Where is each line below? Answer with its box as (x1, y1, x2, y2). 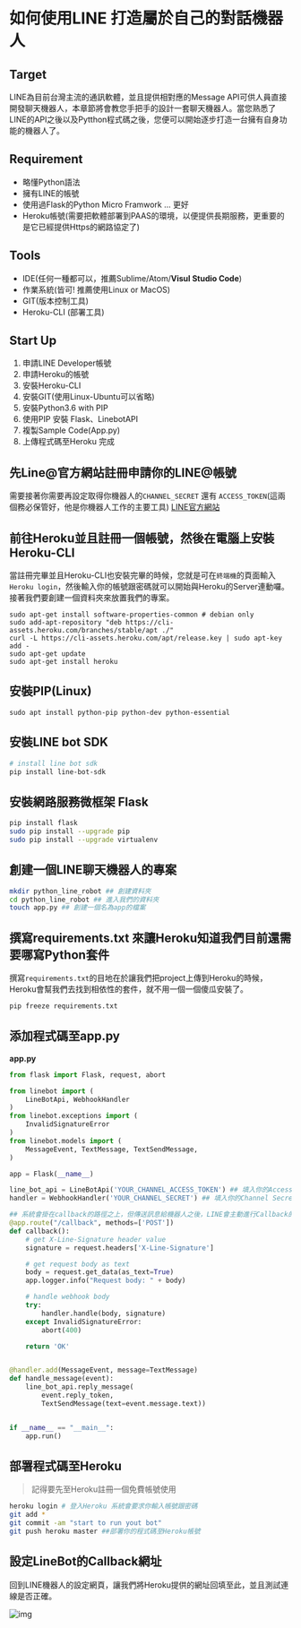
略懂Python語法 (21, 177, 81, 187)
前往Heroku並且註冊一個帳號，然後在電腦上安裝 (9, 530, 275, 546)
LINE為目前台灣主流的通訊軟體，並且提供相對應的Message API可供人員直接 (9, 91, 288, 102)
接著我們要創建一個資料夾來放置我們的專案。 (9, 592, 175, 603)
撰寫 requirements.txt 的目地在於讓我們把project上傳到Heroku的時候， (9, 973, 268, 984)
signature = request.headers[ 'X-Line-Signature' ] (25, 1243, 215, 1253)
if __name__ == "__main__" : (9, 1423, 115, 1432)
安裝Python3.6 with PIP (21, 402, 109, 413)
